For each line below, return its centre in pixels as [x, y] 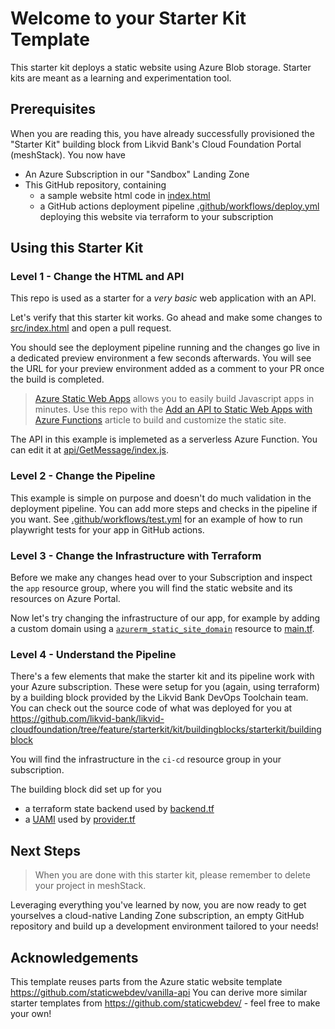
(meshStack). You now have [68, 154]
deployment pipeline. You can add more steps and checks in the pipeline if [164, 508]
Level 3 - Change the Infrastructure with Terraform [136, 555]
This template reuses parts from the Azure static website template [146, 981]
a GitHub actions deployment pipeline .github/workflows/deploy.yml [179, 206]
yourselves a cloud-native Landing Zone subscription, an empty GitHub [157, 916]
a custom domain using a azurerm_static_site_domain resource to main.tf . [162, 629]
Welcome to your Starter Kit [128, 18]
